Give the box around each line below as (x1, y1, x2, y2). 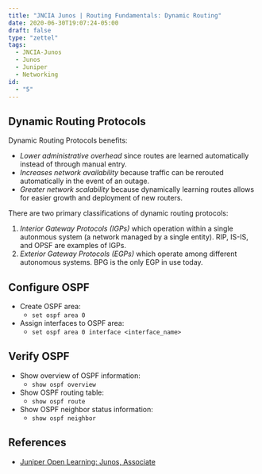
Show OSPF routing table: (19, 388, 105, 397)
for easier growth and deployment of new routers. (19, 193, 183, 203)
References (8, 436, 67, 449)
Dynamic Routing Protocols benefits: (8, 136, 128, 145)
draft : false (8, 26, 52, 34)
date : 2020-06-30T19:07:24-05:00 (8, 19, 119, 27)
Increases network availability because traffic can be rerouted (19, 168, 224, 178)
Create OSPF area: (19, 302, 81, 311)
